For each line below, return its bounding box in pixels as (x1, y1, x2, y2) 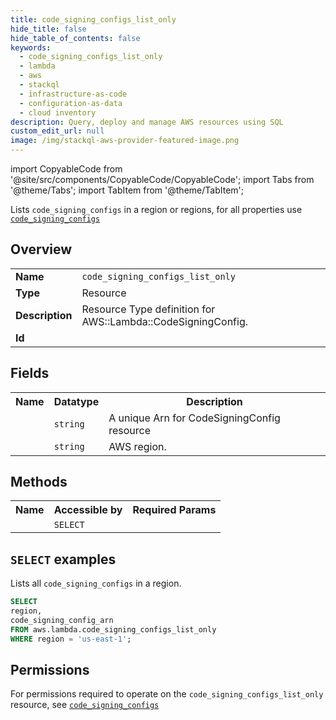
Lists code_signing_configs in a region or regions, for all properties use (10, 204, 303, 215)
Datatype (53, 394, 100, 408)
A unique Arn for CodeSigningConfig (108, 411, 281, 425)
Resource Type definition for (81, 302, 216, 316)
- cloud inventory (19, 107, 97, 118)
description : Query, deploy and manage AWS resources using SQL (10, 117, 284, 127)
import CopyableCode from (10, 163, 123, 175)
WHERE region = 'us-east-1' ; (10, 634, 132, 644)
